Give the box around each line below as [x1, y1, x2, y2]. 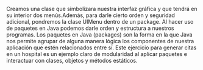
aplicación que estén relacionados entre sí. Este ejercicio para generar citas [6, 44, 197, 51]
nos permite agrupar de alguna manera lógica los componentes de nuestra [6, 38, 194, 44]
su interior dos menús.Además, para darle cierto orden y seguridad [6, 12, 176, 19]
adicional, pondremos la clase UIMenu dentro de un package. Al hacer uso [6, 18, 194, 25]
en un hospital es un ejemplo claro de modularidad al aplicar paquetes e [6, 51, 188, 57]
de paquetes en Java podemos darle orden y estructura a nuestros [6, 24, 174, 32]
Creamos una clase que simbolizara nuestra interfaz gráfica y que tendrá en [6, 5, 198, 12]
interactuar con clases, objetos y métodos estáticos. [6, 57, 138, 64]
